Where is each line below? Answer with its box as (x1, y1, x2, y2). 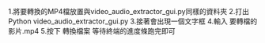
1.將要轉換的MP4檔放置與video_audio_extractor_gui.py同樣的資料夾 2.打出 (8, 7, 249, 16)
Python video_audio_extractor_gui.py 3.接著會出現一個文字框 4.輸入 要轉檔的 (8, 16, 258, 26)
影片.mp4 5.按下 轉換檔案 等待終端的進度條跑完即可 (8, 27, 176, 35)
